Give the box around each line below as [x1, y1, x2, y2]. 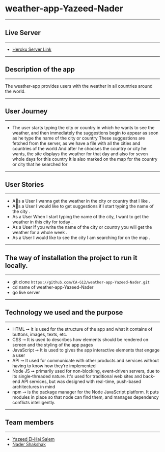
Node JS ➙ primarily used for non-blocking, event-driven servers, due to [12, 368, 160, 374]
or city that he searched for [12, 161, 68, 168]
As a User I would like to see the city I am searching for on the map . [12, 235, 151, 241]
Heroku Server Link [12, 46, 52, 52]
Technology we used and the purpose [5, 309, 123, 317]
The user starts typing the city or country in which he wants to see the [12, 125, 155, 131]
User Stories [5, 180, 44, 189]
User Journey [5, 107, 48, 115]
